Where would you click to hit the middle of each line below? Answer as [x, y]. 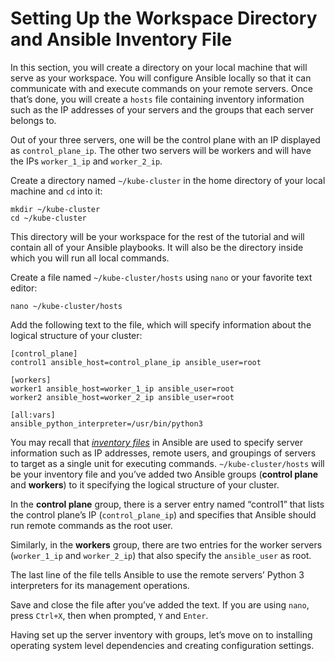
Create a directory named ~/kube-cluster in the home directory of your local [168, 180]
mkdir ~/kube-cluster [55, 209]
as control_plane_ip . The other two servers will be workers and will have [161, 150]
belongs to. [33, 120]
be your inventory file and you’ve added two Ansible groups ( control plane [164, 474]
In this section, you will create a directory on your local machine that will [159, 67]
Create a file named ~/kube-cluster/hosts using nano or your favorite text [161, 277]
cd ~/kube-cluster [48, 218]
